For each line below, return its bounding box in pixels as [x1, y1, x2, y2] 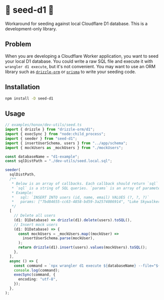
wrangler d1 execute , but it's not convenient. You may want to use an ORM [5, 63, 156, 69]
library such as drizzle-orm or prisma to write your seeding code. [5, 69, 136, 75]
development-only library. [5, 25, 57, 31]
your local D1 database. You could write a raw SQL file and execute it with [5, 58, 153, 64]
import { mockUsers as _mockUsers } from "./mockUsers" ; [5, 145, 123, 150]
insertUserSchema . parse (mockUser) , [22, 236, 95, 241]
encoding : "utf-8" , [18, 277, 58, 282]
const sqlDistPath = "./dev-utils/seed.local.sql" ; [5, 159, 112, 164]
